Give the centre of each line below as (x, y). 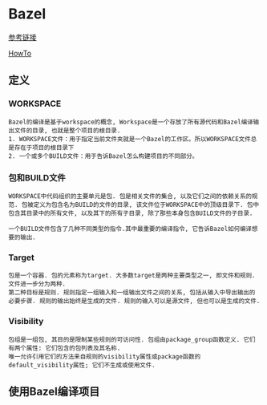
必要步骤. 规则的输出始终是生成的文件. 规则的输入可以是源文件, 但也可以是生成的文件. (134, 302)
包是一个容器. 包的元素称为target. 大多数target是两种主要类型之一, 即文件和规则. (132, 276)
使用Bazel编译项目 (54, 391)
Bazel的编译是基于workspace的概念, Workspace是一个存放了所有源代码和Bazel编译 (131, 122)
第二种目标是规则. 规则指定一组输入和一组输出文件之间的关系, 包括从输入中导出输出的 (132, 293)
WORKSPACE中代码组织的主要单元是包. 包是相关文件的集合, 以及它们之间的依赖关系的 (130, 196)
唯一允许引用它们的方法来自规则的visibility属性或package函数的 (105, 356)
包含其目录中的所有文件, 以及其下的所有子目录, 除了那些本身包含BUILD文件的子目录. (131, 213)
